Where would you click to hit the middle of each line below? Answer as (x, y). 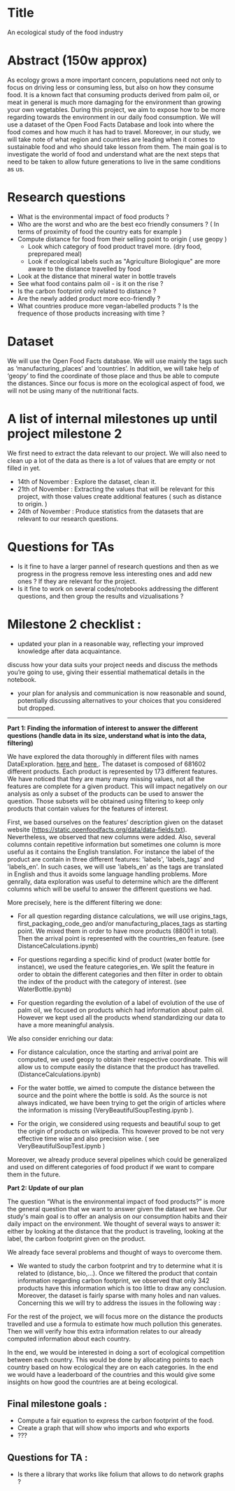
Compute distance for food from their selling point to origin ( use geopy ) (122, 238)
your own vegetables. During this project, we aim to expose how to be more (116, 109)
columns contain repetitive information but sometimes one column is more (114, 844)
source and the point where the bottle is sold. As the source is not (112, 1095)
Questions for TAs (61, 547)
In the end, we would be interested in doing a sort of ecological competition (116, 1352)
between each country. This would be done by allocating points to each (111, 1360)
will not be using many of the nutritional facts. (73, 390)
